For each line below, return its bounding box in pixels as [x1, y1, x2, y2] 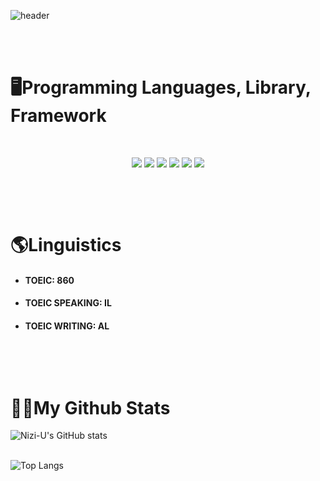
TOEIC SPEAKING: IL [24, 297, 112, 309]
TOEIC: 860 [24, 274, 75, 286]
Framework [10, 105, 107, 127]
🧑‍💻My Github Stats [10, 396, 171, 419]
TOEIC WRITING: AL [24, 320, 110, 332]
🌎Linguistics [10, 234, 122, 257]
